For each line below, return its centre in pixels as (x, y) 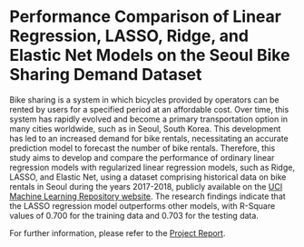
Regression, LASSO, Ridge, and (129, 36)
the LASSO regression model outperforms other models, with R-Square (142, 205)
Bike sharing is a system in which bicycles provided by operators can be (144, 99)
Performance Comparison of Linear (145, 17)
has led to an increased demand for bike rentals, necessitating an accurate (149, 138)
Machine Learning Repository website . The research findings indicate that (147, 196)
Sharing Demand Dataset (106, 75)
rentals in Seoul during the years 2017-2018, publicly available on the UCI (146, 186)
